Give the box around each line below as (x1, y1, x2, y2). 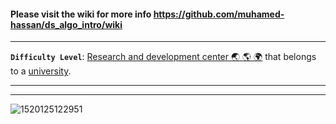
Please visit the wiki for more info (10, 8, 152, 20)
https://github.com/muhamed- (153, 8, 285, 20)
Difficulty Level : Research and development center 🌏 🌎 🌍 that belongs (10, 51, 317, 63)
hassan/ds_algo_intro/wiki (10, 18, 123, 30)
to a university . (10, 65, 72, 77)
